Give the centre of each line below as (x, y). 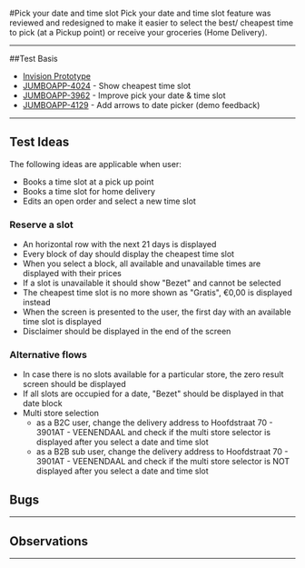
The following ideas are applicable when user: (95, 164)
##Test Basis (34, 59)
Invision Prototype (56, 76)
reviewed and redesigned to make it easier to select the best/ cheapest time (151, 23)
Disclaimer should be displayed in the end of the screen (127, 332)
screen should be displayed (74, 384)
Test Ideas (39, 142)
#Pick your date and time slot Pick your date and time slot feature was (140, 13)
